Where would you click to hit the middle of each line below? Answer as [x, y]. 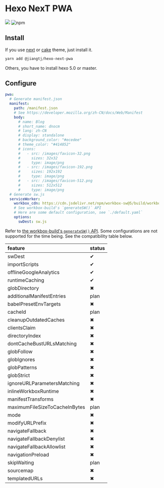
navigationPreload [28, 454]
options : [23, 217]
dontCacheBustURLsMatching [42, 344]
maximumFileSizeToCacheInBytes [46, 407]
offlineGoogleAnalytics [34, 272]
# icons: [27, 149]
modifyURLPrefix [27, 423]
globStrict [19, 375]
